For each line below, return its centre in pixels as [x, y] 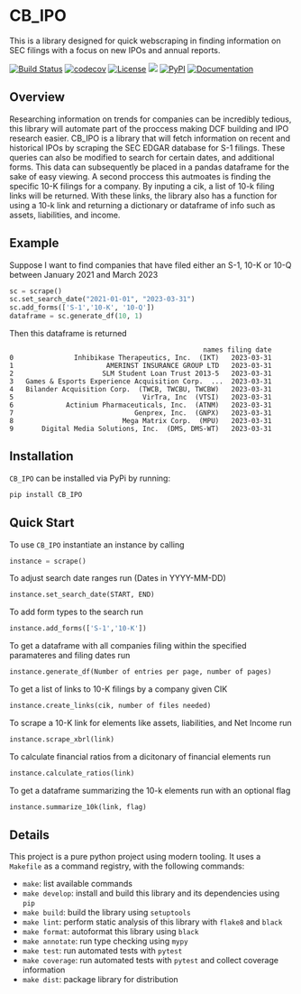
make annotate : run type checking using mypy [105, 941]
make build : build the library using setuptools [106, 913]
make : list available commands [78, 884]
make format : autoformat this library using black [110, 932]
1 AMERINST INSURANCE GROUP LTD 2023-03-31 [141, 366]
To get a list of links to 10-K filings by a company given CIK [119, 689]
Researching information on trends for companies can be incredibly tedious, [150, 119]
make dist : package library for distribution [100, 980]
